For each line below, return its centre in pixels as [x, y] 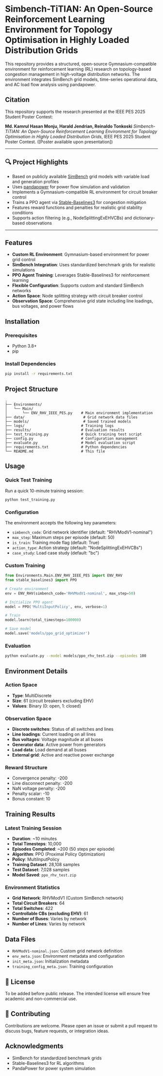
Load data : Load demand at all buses [49, 750]
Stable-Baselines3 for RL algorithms [48, 1063]
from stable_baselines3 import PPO [41, 580]
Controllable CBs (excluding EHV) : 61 [50, 913]
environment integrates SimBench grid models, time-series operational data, [81, 79]
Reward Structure [26, 768]
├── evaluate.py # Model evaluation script [70, 443]
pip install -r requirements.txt [39, 374]
